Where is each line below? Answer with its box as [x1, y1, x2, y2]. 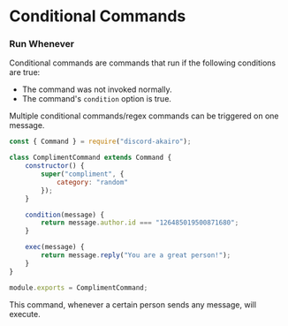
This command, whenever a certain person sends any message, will [9, 299, 257, 310]
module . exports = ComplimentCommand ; [9, 283, 148, 292]
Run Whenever [9, 38, 75, 50]
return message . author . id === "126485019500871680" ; [41, 218, 239, 227]
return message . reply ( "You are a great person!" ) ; [41, 251, 231, 260]
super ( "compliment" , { [41, 170, 125, 178]
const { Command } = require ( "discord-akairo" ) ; [9, 137, 192, 147]
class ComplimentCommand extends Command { [9, 153, 172, 163]
